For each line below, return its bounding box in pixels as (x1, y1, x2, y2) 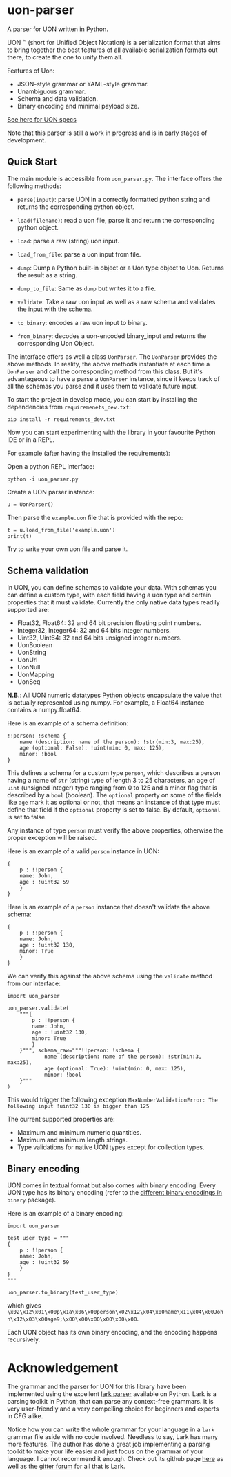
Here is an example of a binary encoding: (7, 1209, 124, 1218)
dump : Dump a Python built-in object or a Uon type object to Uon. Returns (17, 263, 224, 272)
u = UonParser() (7, 501, 54, 508)
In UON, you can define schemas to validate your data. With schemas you (7, 583, 217, 591)
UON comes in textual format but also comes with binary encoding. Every (7, 1181, 216, 1189)
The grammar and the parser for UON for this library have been (7, 1382, 187, 1391)
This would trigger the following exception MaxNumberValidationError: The (7, 1095, 219, 1104)
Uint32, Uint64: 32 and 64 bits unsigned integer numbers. (17, 633, 182, 642)
